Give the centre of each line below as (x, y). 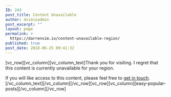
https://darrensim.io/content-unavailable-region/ (65, 39)
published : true (23, 43)
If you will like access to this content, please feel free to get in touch (77, 78)
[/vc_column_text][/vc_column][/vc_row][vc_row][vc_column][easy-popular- (86, 83)
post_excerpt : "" (24, 24)
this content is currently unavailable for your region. (60, 68)
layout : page (19, 29)
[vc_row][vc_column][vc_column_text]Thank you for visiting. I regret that (82, 62)
